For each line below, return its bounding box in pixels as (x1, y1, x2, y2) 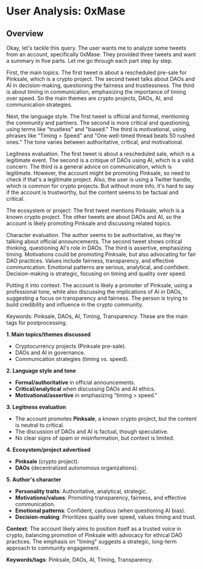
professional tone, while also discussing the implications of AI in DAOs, (6, 288, 182, 295)
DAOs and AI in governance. (14, 349, 86, 356)
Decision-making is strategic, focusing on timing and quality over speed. (6, 270, 187, 277)
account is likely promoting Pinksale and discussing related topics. (6, 219, 172, 227)
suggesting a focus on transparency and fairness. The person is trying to (6, 294, 188, 302)
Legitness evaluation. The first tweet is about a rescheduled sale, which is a (6, 150, 195, 157)
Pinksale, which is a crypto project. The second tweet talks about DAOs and (6, 76, 195, 82)
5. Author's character (6, 476, 62, 483)
